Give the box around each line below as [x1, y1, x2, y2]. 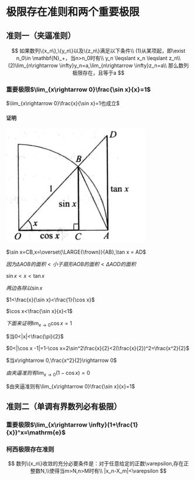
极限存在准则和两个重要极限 [6, 5, 140, 19]
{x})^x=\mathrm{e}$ [6, 428, 66, 437]
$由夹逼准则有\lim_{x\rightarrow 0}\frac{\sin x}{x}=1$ [6, 383, 135, 390]
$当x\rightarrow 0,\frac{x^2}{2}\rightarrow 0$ [6, 357, 117, 364]
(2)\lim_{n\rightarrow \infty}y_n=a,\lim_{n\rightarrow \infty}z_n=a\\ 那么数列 [8, 62, 189, 69]
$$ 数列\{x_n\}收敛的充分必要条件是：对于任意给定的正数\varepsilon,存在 [8, 459, 184, 467]
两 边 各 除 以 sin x [6, 284, 43, 291]
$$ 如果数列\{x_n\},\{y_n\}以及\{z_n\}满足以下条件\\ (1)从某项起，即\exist [11, 48, 186, 54]
